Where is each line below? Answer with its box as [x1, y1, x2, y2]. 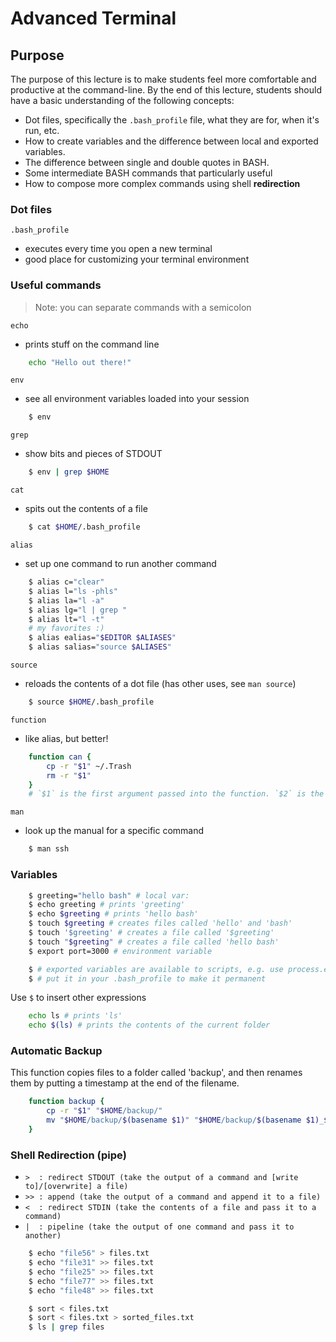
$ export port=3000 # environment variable [28, 946, 213, 956]
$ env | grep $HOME [28, 467, 110, 477]
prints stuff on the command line [24, 338, 160, 350]
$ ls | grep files [28, 1322, 105, 1332]
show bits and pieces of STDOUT [24, 448, 163, 460]
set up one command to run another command [24, 558, 217, 570]
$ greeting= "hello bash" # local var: [28, 890, 190, 901]
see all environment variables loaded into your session [24, 393, 250, 405]
